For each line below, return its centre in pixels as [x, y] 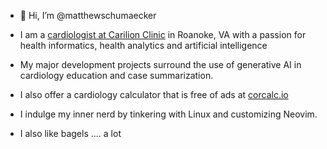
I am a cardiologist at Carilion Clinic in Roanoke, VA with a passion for [163, 34]
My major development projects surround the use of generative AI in [160, 64]
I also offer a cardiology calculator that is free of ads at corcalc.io [154, 94]
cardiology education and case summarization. [116, 75]
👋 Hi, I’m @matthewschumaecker [88, 15]
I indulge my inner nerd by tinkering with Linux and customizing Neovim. [168, 114]
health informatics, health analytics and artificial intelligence [143, 45]
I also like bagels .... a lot [70, 133]
